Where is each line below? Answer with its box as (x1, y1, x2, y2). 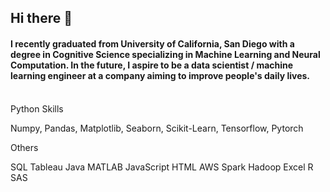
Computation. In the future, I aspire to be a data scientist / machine (10, 59, 294, 71)
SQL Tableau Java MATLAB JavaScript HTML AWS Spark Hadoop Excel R (10, 161, 314, 173)
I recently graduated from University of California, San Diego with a (10, 37, 295, 50)
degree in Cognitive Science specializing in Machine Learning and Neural (10, 48, 321, 60)
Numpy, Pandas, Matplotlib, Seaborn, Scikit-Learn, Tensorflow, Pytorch (10, 122, 304, 134)
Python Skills (10, 102, 64, 115)
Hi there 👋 (10, 10, 73, 27)
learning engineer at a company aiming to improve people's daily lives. (10, 69, 311, 81)
